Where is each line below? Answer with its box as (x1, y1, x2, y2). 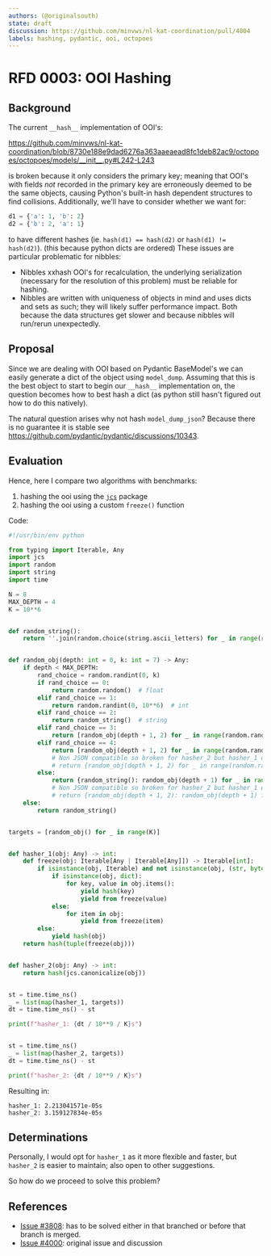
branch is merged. (19, 1229, 81, 1240)
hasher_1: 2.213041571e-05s (8, 1102, 103, 1110)
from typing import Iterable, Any (8, 546, 125, 554)
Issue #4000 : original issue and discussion (19, 1238, 163, 1248)
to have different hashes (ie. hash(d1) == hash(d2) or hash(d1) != (8, 235, 227, 244)
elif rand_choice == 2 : (37, 708, 117, 717)
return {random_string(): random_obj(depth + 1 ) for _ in (51, 776, 251, 784)
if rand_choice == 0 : (37, 678, 110, 687)
